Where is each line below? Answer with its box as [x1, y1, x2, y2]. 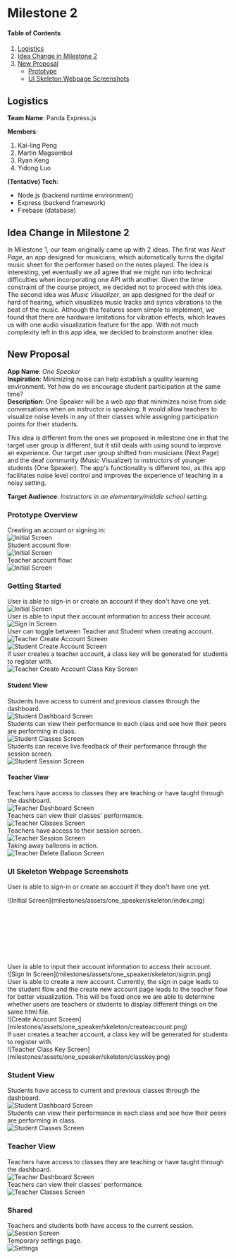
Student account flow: [7, 541, 72, 549]
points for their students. [7, 419, 79, 428]
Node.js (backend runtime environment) [17, 191, 134, 199]
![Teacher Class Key [7, 1045, 66, 1054]
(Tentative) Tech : [7, 177, 58, 186]
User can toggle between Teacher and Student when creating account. [7, 627, 213, 636]
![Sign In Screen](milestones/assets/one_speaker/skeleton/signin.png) [7, 970, 211, 978]
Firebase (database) [17, 206, 76, 215]
